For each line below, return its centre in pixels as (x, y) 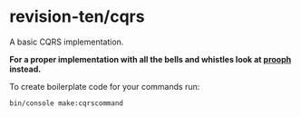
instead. (25, 69)
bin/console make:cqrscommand (67, 103)
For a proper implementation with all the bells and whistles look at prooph (150, 59)
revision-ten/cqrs (77, 17)
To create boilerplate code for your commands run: (105, 86)
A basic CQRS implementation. (67, 42)
